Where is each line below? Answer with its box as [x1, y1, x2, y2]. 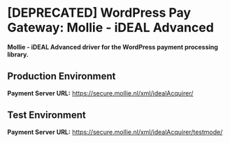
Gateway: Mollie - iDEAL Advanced [7, 20, 215, 36]
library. [7, 50, 29, 59]
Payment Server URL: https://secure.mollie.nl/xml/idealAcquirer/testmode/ [7, 128, 223, 136]
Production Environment [7, 70, 116, 82]
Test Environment [7, 110, 86, 121]
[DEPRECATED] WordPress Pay [7, 5, 191, 21]
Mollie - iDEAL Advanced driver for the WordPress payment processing [7, 43, 219, 51]
